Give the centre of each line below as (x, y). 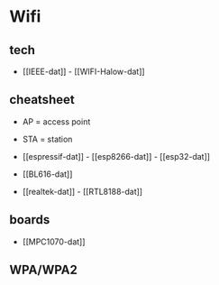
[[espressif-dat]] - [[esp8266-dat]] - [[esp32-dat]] (116, 156)
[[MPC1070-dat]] (54, 242)
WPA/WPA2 (44, 270)
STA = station (47, 139)
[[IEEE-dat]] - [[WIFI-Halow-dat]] (84, 71)
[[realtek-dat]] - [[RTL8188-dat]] (82, 191)
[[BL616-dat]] (47, 174)
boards (30, 220)
